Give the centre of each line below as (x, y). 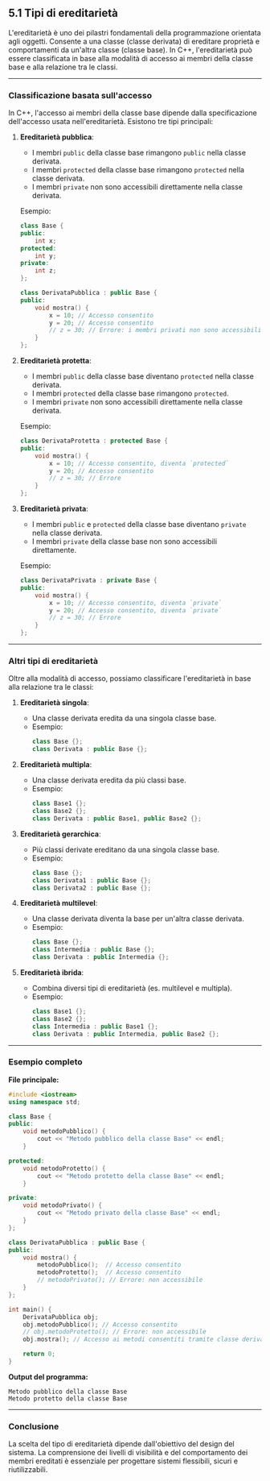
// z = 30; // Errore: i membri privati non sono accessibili (155, 330)
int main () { (30, 1309)
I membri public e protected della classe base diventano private (139, 525)
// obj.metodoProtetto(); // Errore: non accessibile (115, 1332)
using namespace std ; (45, 1102)
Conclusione (34, 1426)
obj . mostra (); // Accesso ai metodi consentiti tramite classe (131, 1340)
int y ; (46, 256)
